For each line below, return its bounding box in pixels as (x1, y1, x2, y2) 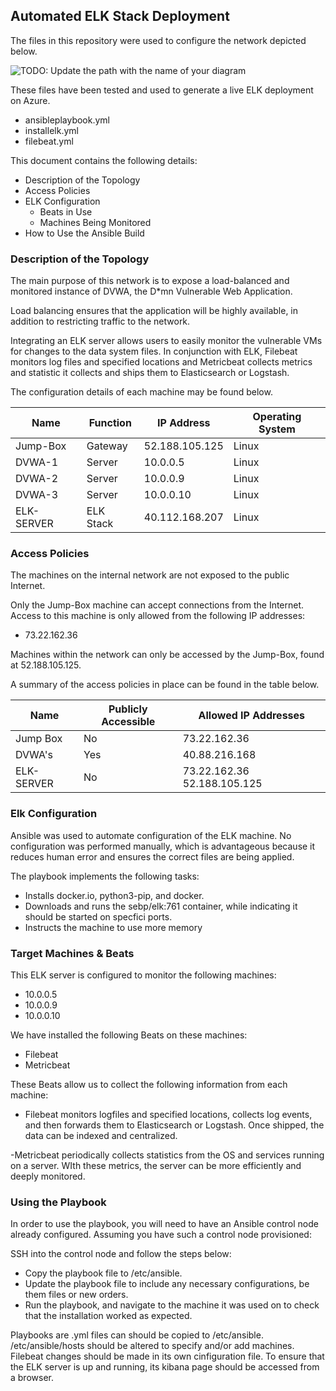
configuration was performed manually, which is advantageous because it (10, 840, 316, 852)
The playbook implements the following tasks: (10, 870, 200, 882)
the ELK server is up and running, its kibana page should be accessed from (10, 1361, 320, 1373)
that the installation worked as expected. (24, 1310, 193, 1322)
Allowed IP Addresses (198, 709, 306, 723)
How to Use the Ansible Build (24, 227, 145, 239)
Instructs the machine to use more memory (24, 921, 203, 933)
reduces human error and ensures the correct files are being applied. (10, 850, 295, 863)
